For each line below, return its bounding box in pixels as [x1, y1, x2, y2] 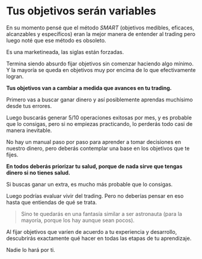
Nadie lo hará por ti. [6, 246, 55, 253]
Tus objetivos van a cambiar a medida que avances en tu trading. [6, 84, 172, 91]
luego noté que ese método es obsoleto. [6, 37, 106, 44]
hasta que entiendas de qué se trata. [6, 198, 97, 206]
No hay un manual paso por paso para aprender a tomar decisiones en [6, 138, 182, 145]
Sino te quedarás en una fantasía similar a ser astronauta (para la [20, 210, 182, 217]
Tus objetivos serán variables [6, 4, 156, 18]
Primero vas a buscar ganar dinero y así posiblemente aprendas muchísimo [6, 96, 194, 103]
